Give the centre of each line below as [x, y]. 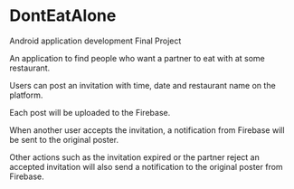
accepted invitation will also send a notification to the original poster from [146, 166]
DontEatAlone [63, 16]
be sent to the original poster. [64, 139]
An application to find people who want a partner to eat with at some [137, 58]
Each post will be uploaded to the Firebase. [90, 112]
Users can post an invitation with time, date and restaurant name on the [142, 85]
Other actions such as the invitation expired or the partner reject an [134, 157]
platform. [26, 95]
